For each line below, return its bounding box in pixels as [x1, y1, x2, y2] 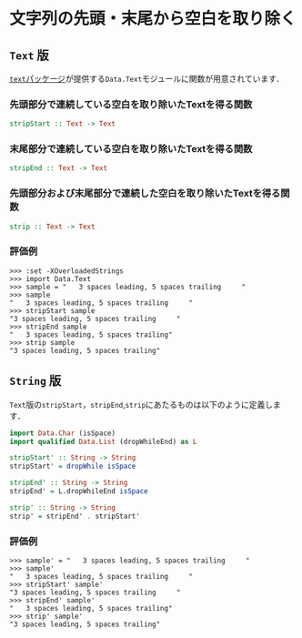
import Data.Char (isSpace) [9, 429, 116, 438]
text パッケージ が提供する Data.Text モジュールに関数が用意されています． [9, 74, 285, 84]
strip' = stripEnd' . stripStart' [9, 511, 141, 521]
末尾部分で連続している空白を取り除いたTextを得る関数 [9, 143, 253, 156]
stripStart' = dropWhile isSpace [9, 461, 136, 471]
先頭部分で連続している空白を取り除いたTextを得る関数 [9, 97, 253, 110]
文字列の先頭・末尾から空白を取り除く [9, 8, 297, 29]
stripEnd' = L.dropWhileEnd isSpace [9, 487, 148, 496]
